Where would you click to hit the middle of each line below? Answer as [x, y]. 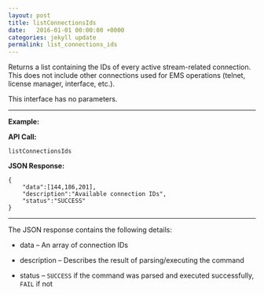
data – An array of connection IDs [74, 245]
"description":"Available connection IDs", [95, 194]
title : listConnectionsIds [52, 23]
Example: [24, 122]
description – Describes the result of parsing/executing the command [132, 260]
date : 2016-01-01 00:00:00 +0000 [66, 30]
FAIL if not [36, 284]
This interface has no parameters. [63, 99]
